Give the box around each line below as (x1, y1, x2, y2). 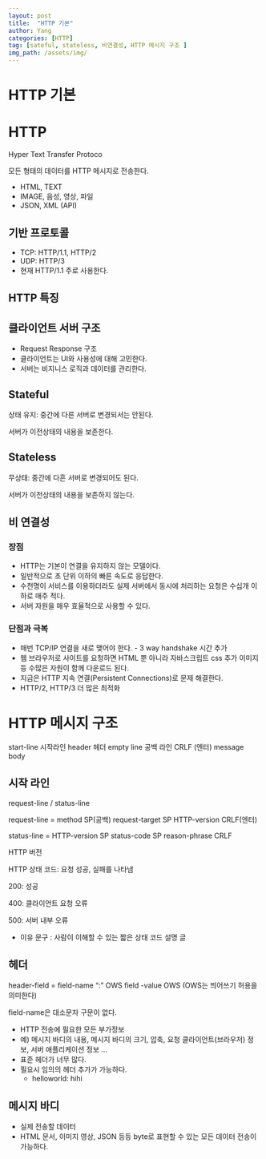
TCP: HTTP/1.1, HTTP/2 (19, 247, 97, 257)
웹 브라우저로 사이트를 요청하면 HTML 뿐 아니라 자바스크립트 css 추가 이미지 (19, 653, 259, 662)
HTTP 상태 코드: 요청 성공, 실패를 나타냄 (8, 864, 134, 874)
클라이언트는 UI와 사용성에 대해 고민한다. (19, 354, 147, 364)
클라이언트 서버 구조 (8, 321, 101, 335)
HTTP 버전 (8, 847, 42, 857)
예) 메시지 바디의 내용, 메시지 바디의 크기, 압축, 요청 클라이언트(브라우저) (19, 1035, 246, 1044)
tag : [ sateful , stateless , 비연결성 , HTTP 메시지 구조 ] (8, 42, 187, 50)
